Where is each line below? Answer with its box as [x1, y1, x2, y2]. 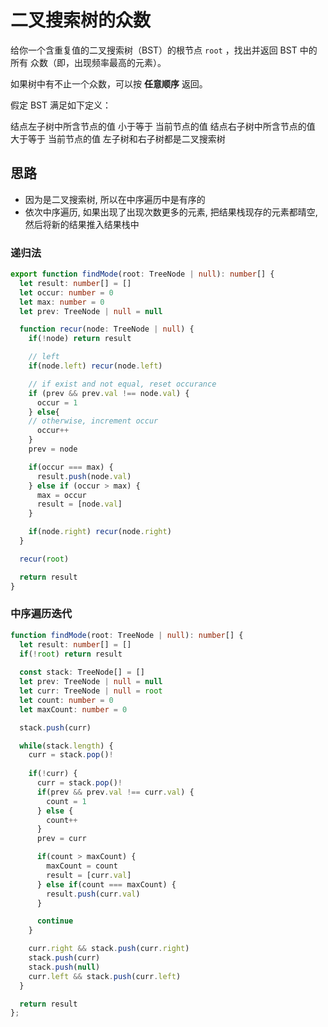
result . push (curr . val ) [46, 889, 141, 899]
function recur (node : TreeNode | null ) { [19, 324, 195, 335]
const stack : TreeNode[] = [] [19, 667, 145, 678]
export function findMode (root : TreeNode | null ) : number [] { [10, 269, 275, 280]
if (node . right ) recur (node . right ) [28, 527, 172, 537]
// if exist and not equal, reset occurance [28, 379, 217, 389]
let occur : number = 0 [19, 287, 114, 298]
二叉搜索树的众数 [10, 9, 152, 32]
